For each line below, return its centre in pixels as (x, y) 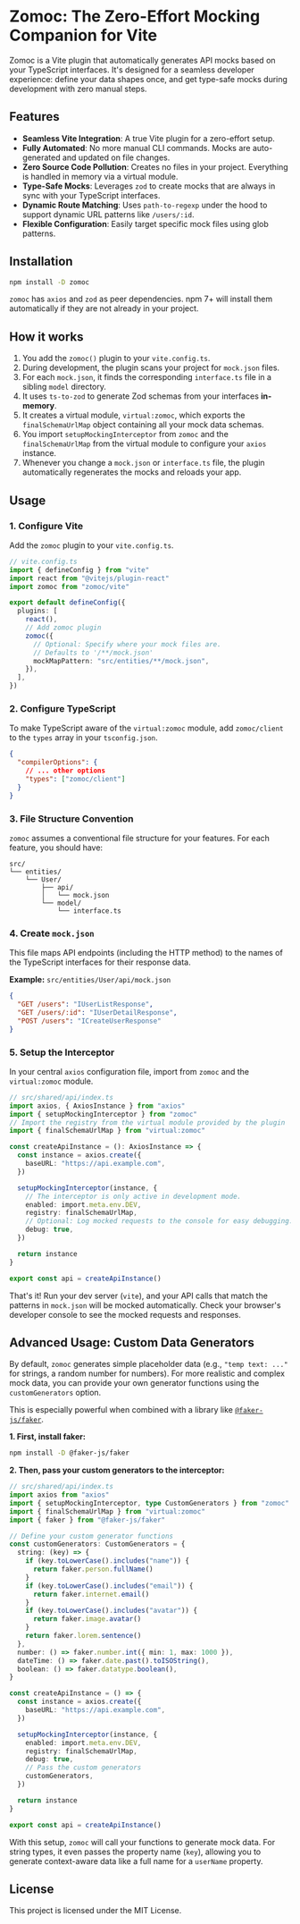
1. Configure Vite (46, 526)
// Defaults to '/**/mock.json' (93, 653)
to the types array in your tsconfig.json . (83, 738)
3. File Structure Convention (71, 818)
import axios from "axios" (59, 1495)
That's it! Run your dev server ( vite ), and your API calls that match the (138, 1295)
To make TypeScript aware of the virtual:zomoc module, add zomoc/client (146, 728)
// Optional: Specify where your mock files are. (127, 644)
